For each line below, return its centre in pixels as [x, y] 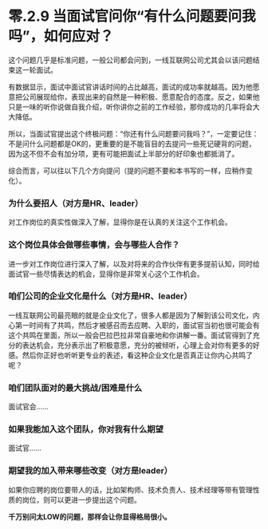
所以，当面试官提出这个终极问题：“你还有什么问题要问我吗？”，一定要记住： [134, 133]
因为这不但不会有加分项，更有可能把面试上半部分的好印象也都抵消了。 [124, 153]
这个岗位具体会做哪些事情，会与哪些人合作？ [94, 245]
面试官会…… [29, 407]
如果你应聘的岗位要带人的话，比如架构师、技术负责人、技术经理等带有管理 [130, 490]
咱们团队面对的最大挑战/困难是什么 [75, 388]
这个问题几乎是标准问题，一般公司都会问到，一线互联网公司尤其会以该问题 [130, 60]
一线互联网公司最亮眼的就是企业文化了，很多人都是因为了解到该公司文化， [130, 315]
